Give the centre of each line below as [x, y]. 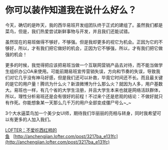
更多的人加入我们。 [33, 119]
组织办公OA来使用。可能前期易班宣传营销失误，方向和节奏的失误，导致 [82, 71]
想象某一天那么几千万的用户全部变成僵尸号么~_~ [81, 102]
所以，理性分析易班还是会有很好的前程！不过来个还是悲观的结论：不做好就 [82, 96]
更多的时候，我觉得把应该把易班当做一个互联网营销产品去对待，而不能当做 [82, 65]
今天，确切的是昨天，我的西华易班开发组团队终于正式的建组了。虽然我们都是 [84, 25]
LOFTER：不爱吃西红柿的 [31, 130]
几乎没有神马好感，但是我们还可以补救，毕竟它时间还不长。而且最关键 [90, 77]
